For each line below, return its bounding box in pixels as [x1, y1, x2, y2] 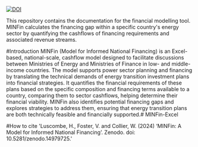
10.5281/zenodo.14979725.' [6, 135, 73, 142]
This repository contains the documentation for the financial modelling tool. [6, 17, 191, 24]
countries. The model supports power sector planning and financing [26, 67, 193, 74]
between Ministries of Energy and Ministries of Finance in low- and [6, 60, 171, 67]
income [6, 67, 25, 74]
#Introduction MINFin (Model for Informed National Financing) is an [6, 48, 171, 55]
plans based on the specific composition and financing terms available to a [6, 86, 190, 92]
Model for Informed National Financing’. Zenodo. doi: [6, 129, 136, 136]
